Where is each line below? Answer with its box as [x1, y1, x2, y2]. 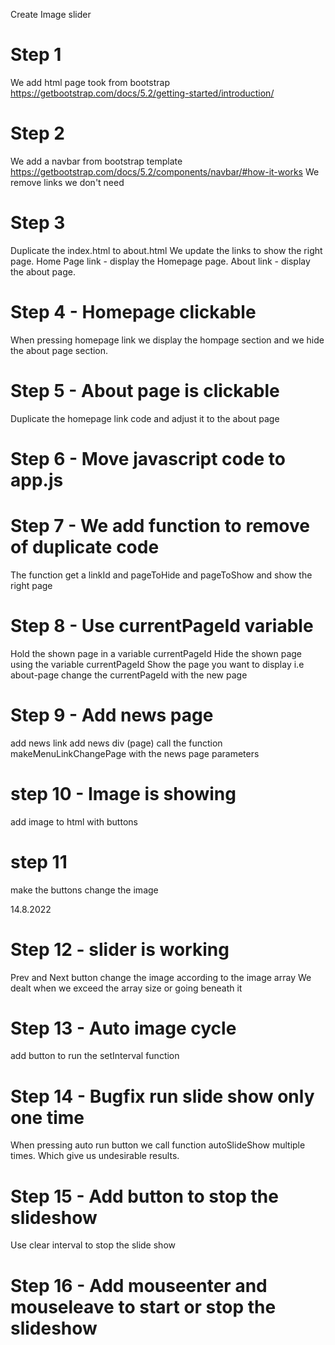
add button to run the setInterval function [10, 1050, 180, 1062]
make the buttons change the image [10, 884, 159, 896]
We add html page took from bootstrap [10, 76, 170, 88]
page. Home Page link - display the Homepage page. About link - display [10, 255, 311, 267]
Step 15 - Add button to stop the [10, 1185, 279, 1208]
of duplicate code [10, 536, 160, 559]
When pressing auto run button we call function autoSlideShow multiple [10, 1139, 306, 1151]
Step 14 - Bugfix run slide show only [10, 1085, 315, 1108]
